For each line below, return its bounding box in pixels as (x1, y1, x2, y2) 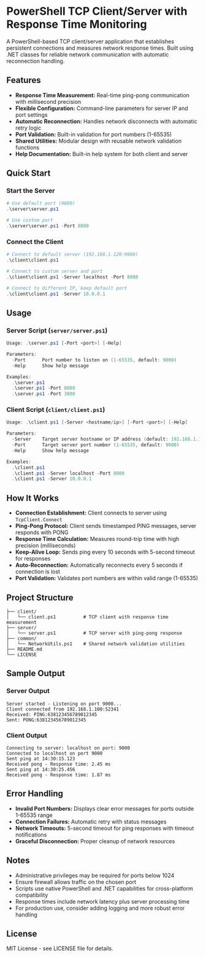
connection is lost (15, 568, 60, 575)
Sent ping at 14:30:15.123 (6, 755, 75, 762)
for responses (15, 555, 51, 562)
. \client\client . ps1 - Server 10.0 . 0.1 (6, 291, 105, 297)
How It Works (6, 493, 59, 503)
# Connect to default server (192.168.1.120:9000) (6, 251, 139, 258)
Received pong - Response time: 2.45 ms (6, 761, 112, 767)
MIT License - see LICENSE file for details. (6, 945, 113, 952)
